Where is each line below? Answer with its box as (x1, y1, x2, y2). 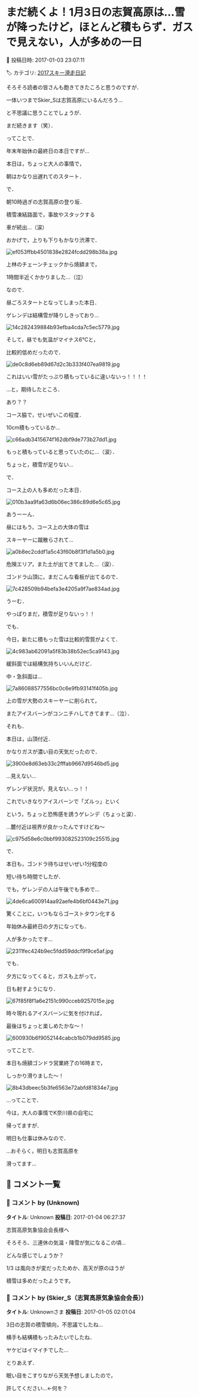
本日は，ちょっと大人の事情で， (6, 160, 85, 167)
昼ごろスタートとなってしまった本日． (6, 299, 100, 306)
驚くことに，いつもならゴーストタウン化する (6, 910, 116, 917)
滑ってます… (6, 1160, 37, 1167)
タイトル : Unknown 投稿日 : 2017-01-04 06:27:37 (6, 1213, 125, 1220)
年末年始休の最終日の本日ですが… (6, 147, 90, 154)
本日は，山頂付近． (6, 735, 54, 743)
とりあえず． (6, 1359, 38, 1366)
